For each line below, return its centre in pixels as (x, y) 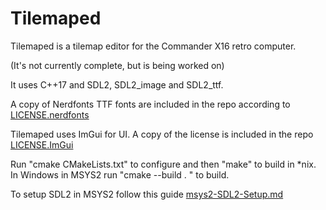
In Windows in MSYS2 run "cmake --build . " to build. (120, 174)
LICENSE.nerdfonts (50, 114)
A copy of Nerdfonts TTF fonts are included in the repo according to (150, 104)
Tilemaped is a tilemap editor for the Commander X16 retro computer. (153, 46)
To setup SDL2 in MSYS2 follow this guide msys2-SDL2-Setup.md (147, 194)
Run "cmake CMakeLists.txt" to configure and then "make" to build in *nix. (163, 164)
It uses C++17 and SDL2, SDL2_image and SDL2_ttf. (117, 84)
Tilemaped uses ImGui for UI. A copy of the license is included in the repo (162, 134)
